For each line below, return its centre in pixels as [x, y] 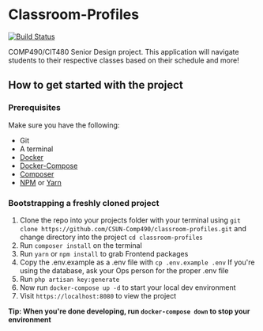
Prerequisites [34, 108]
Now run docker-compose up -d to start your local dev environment [128, 287]
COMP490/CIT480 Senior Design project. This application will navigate [124, 51]
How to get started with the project [96, 85]
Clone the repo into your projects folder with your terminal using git [130, 220]
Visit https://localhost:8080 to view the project [98, 295]
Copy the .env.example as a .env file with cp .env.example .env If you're [137, 262]
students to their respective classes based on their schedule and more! [124, 60]
